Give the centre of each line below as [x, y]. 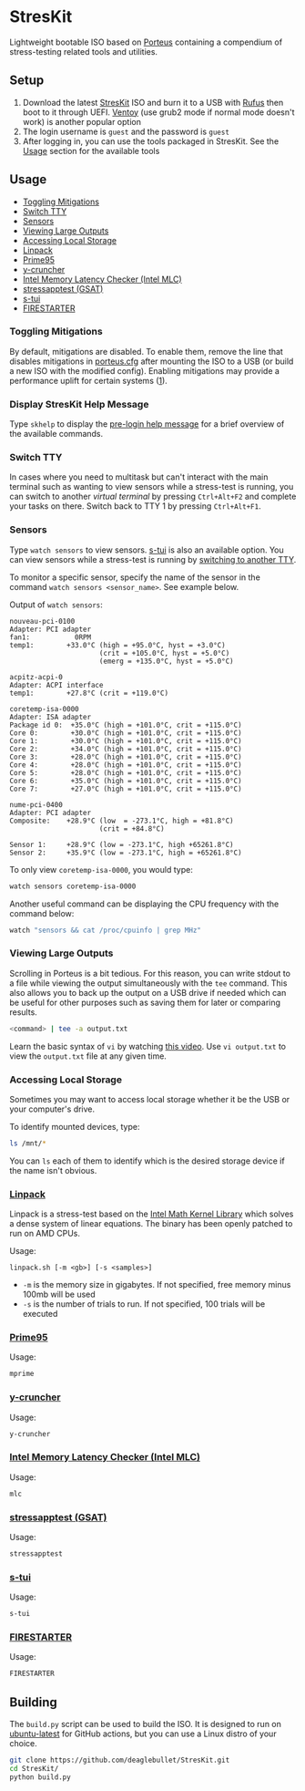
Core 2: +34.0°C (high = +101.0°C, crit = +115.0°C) [126, 749]
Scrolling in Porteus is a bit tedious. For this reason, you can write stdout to [150, 973]
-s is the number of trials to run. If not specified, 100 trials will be [144, 1304]
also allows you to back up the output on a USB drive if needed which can [148, 992]
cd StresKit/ [34, 1768]
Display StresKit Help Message [79, 404]
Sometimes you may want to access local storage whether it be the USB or [150, 1099]
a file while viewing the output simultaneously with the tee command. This [148, 983]
